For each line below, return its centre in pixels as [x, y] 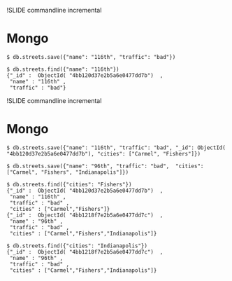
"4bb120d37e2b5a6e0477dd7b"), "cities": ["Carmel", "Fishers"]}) [103, 153]
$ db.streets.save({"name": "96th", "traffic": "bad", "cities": [105, 166]
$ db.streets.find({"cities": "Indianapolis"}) [77, 246]
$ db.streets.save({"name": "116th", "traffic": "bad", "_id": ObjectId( [116, 148]
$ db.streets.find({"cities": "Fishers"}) [69, 184]
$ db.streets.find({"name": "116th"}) [63, 69]
